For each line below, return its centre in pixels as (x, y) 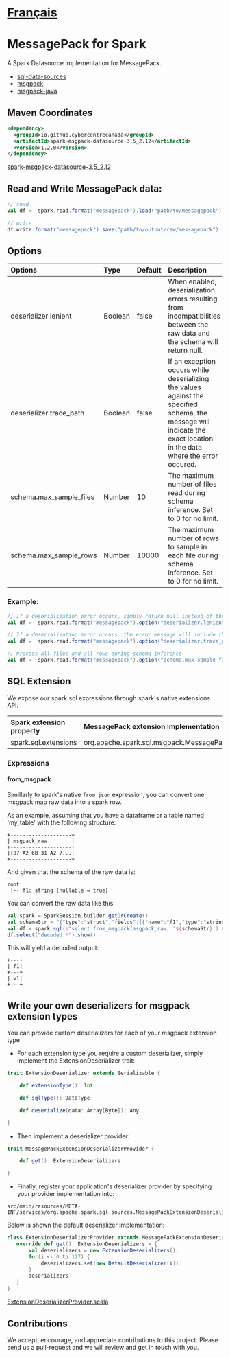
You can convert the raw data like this (60, 903)
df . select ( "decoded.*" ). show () (52, 935)
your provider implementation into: (66, 1194)
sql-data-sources (41, 76)
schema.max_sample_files (52, 497)
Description (187, 271)
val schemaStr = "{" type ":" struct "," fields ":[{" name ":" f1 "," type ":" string (116, 922)
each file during (193, 555)
